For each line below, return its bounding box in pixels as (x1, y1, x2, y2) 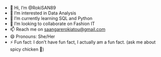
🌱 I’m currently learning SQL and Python (9, 15, 93, 21)
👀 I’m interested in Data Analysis (9, 10, 76, 16)
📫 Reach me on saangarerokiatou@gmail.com (9, 26, 106, 32)
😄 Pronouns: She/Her (9, 33, 55, 39)
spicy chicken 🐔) (9, 46, 44, 52)
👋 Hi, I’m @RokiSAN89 (9, 5, 56, 10)
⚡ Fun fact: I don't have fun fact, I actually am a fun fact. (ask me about (9, 39, 156, 45)
